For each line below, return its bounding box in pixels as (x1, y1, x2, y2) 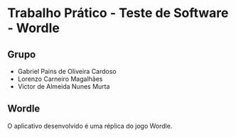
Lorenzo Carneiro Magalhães (17, 75, 103, 83)
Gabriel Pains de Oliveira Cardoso (17, 67, 117, 75)
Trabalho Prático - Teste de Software (7, 5, 229, 21)
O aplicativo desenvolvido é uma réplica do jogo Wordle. (7, 121, 173, 130)
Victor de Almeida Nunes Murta (17, 82, 110, 90)
